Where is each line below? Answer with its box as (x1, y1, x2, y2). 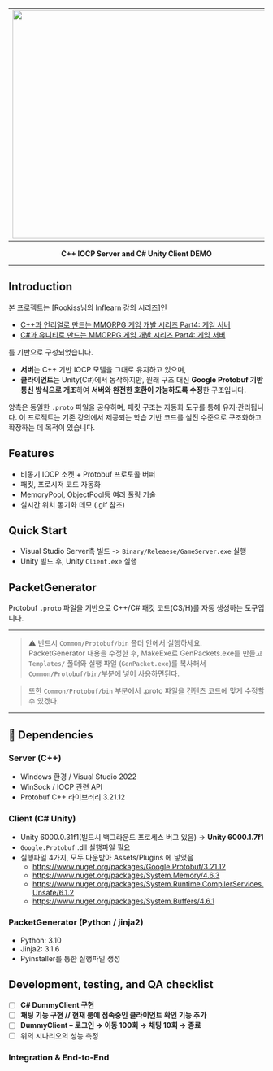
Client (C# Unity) (8, 812, 76, 824)
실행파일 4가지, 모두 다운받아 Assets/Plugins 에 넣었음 (19, 853, 194, 863)
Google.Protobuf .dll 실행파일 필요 (19, 842, 131, 852)
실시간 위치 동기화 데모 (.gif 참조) (19, 499, 126, 509)
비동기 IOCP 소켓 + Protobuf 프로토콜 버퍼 (19, 469, 156, 479)
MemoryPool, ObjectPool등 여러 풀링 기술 (19, 490, 157, 499)
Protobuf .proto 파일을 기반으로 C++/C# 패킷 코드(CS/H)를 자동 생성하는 (8, 603, 244, 613)
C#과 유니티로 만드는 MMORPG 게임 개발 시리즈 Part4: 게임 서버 (19, 329, 226, 340)
